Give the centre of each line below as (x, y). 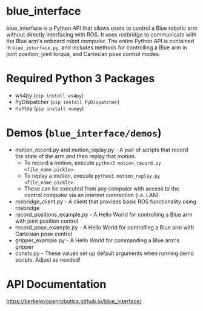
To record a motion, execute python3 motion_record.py (93, 162)
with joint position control (47, 221)
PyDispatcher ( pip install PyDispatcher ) (67, 102)
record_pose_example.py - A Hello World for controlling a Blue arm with (105, 227)
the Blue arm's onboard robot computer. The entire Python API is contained (100, 41)
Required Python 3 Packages (81, 79)
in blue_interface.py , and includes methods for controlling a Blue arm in (97, 47)
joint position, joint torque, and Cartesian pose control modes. (83, 54)
